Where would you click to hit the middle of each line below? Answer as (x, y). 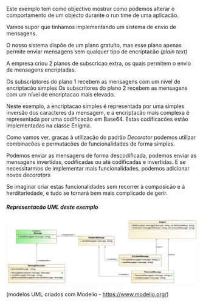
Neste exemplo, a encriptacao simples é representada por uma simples (95, 106)
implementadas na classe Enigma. (49, 126)
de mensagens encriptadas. (41, 70)
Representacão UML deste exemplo (52, 207)
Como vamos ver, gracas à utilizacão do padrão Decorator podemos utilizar (101, 137)
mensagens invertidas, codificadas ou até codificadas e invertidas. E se (96, 162)
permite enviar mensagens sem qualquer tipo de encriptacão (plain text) (97, 52)
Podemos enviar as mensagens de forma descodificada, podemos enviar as (101, 155)
